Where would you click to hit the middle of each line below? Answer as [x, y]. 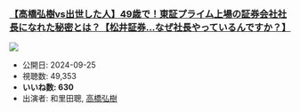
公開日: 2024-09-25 [59, 65]
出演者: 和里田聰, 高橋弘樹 [69, 99]
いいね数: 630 [48, 87]
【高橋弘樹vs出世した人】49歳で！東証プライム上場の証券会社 [144, 13]
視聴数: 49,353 [49, 76]
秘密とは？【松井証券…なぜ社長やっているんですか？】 [173, 27]
